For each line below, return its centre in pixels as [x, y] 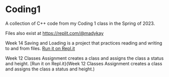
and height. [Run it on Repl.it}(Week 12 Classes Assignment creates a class [84, 63]
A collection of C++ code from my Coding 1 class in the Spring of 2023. [80, 23]
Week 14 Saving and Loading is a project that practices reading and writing [84, 43]
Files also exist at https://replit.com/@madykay [54, 33]
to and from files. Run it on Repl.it [40, 48]
